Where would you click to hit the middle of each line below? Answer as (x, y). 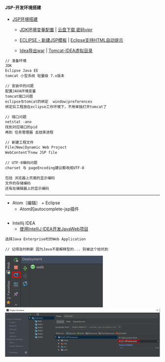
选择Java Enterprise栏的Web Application (45, 239)
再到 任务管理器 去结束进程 (29, 133)
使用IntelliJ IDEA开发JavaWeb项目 (54, 229)
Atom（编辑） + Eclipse (36, 203)
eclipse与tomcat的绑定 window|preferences (49, 102)
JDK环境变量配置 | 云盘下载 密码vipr (56, 30)
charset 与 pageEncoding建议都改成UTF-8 (45, 168)
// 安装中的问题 (19, 86)
